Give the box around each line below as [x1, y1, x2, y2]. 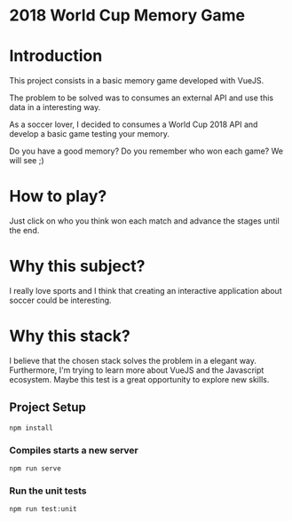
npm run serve [9, 464, 62, 473]
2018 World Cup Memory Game [9, 5, 246, 26]
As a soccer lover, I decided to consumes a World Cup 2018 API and [9, 119, 258, 130]
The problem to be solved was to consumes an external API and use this [9, 92, 273, 103]
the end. [9, 225, 40, 236]
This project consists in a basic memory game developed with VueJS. [9, 75, 264, 86]
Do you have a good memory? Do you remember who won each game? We [9, 146, 284, 156]
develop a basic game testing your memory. [9, 129, 170, 139]
